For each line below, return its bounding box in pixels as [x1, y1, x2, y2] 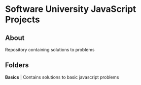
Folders [5, 61, 29, 70]
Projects [5, 14, 40, 25]
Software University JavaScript [5, 3, 137, 15]
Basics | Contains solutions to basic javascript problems [5, 74, 119, 80]
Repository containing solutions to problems [5, 47, 95, 52]
